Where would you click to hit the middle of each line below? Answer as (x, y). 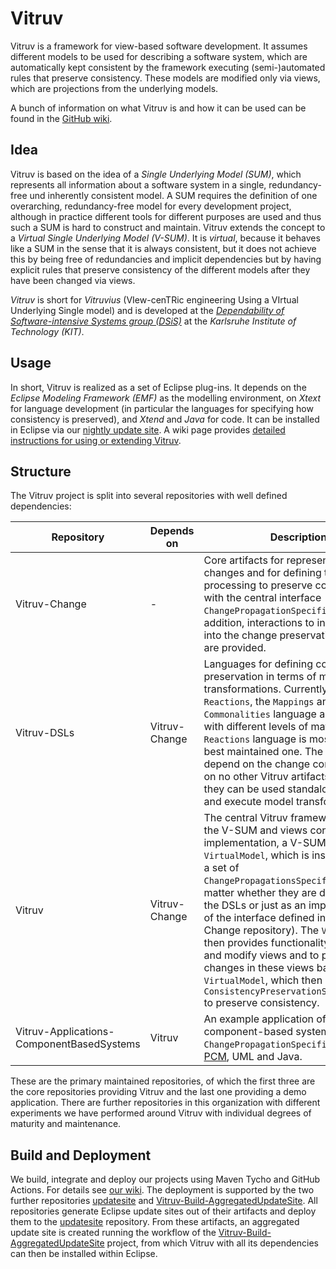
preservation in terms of (260, 677)
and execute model (248, 802)
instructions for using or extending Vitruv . (96, 440)
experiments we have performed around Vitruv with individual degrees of (161, 1113)
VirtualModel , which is (256, 855)
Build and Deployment (81, 1155)
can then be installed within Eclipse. (84, 1254)
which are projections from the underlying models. (114, 88)
